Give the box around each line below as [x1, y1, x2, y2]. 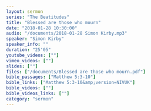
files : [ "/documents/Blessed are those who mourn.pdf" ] [6, 69, 146, 75]
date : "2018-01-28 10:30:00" [6, 25, 78, 31]
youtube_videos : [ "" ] [6, 52, 59, 58]
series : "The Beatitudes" [6, 14, 69, 20]
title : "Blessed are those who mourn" [6, 19, 101, 25]
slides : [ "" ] [6, 63, 38, 69]
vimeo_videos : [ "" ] [6, 58, 54, 63]
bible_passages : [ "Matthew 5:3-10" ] [6, 74, 96, 80]
